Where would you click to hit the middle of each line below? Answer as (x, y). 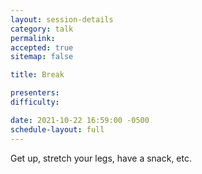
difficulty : (35, 102)
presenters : (35, 93)
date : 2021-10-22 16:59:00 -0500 (80, 120)
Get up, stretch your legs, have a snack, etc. (101, 158)
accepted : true (42, 47)
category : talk (42, 29)
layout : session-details (62, 19)
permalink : (33, 38)
